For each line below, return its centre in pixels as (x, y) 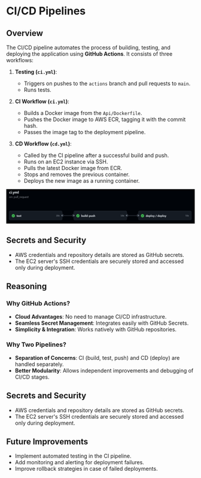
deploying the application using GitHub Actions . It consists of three (89, 54)
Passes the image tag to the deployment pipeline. (85, 132)
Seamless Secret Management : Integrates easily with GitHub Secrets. (102, 323)
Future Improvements (47, 442)
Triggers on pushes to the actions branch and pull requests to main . (107, 83)
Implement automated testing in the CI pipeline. (73, 456)
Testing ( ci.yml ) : (36, 72)
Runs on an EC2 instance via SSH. (66, 162)
